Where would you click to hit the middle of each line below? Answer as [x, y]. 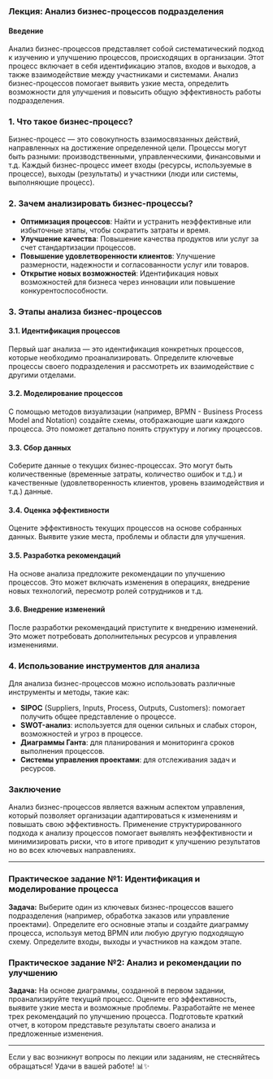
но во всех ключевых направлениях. [72, 851]
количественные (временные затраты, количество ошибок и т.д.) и [126, 474]
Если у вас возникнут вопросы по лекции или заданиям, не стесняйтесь [134, 1057]
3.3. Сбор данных [40, 447]
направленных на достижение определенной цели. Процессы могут [128, 148]
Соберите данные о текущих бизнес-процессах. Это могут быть [121, 466]
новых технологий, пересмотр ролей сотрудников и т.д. [106, 590]
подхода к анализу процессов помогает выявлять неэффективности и [131, 833]
